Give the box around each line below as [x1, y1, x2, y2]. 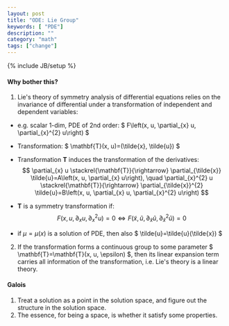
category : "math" [7, 36, 58, 43]
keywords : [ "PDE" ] [7, 23, 64, 30]
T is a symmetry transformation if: [17, 202, 114, 211]
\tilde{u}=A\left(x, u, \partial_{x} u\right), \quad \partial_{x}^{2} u [30, 174, 213, 182]
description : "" [7, 29, 54, 37]
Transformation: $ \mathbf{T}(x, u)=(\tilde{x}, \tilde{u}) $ [17, 142, 180, 150]
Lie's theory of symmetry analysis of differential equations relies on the [17, 93, 221, 101]
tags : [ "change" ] [7, 42, 58, 49]
